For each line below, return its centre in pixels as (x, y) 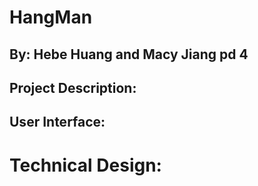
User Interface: (57, 122)
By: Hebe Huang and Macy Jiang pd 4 (129, 54)
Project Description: (73, 87)
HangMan (51, 17)
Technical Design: (85, 165)
